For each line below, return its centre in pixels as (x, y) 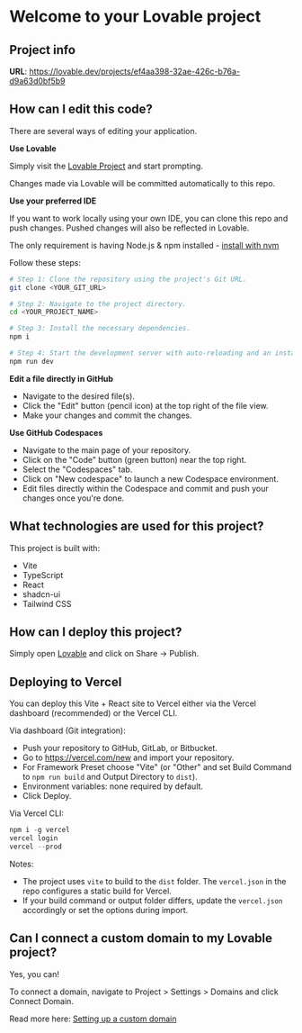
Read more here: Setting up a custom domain (93, 1019)
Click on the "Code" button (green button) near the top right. (134, 459)
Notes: (22, 864)
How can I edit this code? (81, 109)
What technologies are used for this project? (137, 526)
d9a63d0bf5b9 (37, 81)
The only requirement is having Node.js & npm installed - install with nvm (144, 245)
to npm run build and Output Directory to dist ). (110, 777)
